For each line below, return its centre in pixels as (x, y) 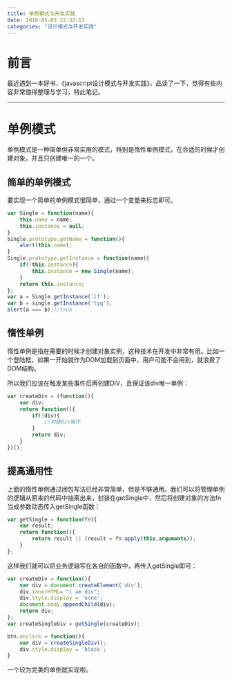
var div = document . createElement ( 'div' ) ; (81, 585)
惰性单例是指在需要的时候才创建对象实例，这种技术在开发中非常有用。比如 (113, 351)
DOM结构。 (23, 368)
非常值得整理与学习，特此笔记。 (58, 92)
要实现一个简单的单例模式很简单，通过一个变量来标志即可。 (92, 200)
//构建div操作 (62, 422)
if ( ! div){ (46, 415)
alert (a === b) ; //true (40, 310)
